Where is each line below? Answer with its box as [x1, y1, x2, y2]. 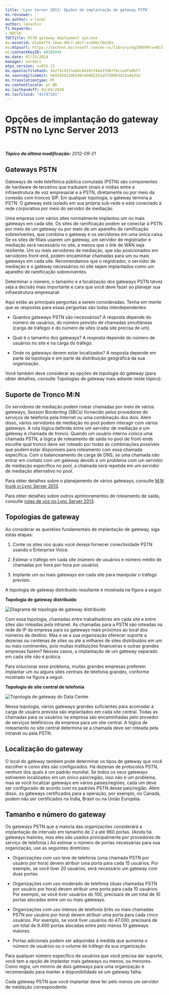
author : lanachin [5, 21, 42, 27]
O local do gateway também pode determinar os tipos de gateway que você [5, 758, 162, 764]
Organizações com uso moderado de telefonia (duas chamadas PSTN [12, 881, 157, 887]
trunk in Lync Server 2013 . [5, 483, 59, 489]
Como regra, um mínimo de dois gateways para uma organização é [5, 964, 144, 970]
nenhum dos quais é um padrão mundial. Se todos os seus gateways [5, 769, 148, 775]
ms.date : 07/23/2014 [5, 54, 49, 60]
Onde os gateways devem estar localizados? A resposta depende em [12, 350, 156, 356]
